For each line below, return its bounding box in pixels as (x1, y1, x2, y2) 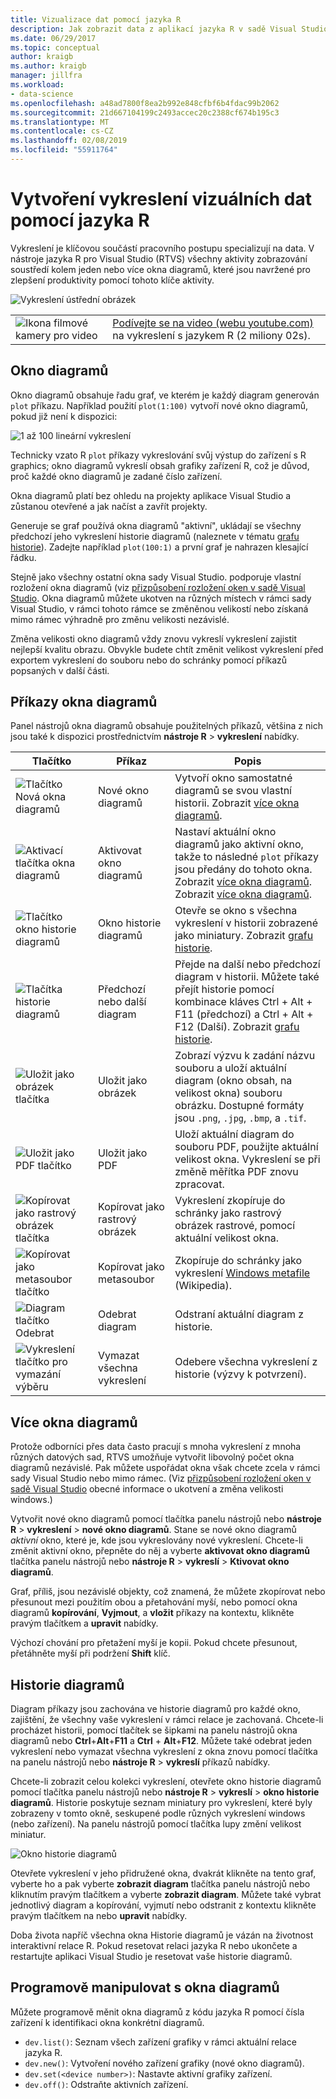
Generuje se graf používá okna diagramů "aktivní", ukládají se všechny (10, 519, 302, 531)
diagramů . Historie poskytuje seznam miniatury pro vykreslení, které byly (10, 1797, 313, 1809)
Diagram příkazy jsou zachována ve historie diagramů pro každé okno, (10, 1703, 301, 1715)
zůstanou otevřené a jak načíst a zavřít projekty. (10, 500, 208, 512)
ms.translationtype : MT (10, 117, 110, 127)
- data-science (10, 89, 74, 99)
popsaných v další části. (10, 664, 110, 676)
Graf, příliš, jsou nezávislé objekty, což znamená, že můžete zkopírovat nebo (10, 1586, 326, 1598)
